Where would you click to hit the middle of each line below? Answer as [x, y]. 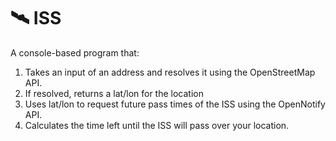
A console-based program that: [75, 52]
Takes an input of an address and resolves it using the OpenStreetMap [170, 72]
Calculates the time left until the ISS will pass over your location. [157, 125]
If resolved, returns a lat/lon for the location [114, 93]
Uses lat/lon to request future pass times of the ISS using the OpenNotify [175, 104]
